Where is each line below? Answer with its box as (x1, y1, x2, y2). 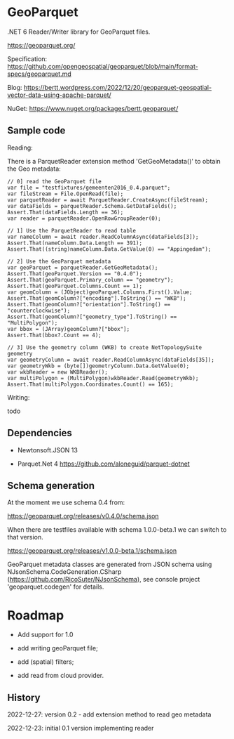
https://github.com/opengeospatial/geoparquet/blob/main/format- (7, 62, 198, 70)
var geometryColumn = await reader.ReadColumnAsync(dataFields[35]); (7, 356, 215, 363)
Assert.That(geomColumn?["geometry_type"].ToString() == (7, 313, 177, 320)
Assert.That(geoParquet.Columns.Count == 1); (7, 282, 142, 289)
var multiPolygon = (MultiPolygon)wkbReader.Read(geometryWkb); (7, 374, 199, 381)
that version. (7, 533, 43, 542)
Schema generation (7, 479, 95, 492)
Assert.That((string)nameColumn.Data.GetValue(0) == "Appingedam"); (7, 245, 212, 253)
